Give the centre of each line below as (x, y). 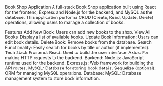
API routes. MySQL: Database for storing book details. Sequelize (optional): (80, 68)
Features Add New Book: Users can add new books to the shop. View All (78, 32)
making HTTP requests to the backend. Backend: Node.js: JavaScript (74, 58)
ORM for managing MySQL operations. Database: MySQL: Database (73, 73)
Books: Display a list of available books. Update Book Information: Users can (82, 37)
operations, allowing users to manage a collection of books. (65, 22)
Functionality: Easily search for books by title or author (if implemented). (77, 47)
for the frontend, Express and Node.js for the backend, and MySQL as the (79, 12)
